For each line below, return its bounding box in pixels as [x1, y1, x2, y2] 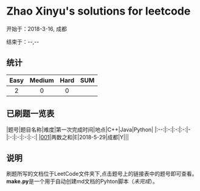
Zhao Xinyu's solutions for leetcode [6, 4, 191, 18]
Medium [29, 76, 55, 85]
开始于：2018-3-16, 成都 [6, 25, 67, 32]
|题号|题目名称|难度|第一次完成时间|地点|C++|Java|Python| [6, 126, 154, 133]
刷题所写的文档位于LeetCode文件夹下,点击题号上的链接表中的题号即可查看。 [6, 170, 198, 178]
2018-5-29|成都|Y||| [78, 133, 129, 141]
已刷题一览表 [6, 108, 55, 119]
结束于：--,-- [6, 38, 40, 45]
